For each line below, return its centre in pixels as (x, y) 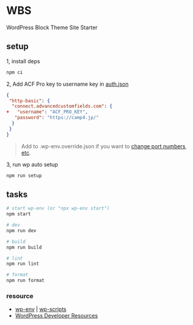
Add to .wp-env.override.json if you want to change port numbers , (104, 146)
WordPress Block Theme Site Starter (52, 27)
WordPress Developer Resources (56, 316)
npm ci (15, 72)
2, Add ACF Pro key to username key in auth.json (67, 84)
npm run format (25, 281)
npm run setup (24, 176)
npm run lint (23, 264)
